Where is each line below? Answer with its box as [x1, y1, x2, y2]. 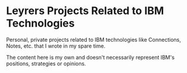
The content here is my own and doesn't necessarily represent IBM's [6, 54, 175, 61]
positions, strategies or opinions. [6, 60, 86, 67]
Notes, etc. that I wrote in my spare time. [6, 42, 106, 49]
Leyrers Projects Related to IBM [6, 4, 164, 18]
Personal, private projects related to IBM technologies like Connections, [6, 36, 181, 43]
